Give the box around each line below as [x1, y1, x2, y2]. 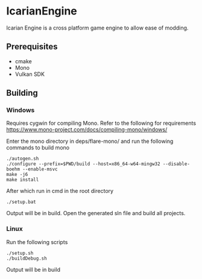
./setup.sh [6, 250, 34, 256]
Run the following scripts [6, 238, 68, 245]
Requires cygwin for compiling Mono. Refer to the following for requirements [6, 119, 197, 127]
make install [6, 177, 39, 183]
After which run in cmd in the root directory [6, 187, 113, 195]
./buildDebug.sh [6, 255, 47, 262]
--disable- [162, 161, 190, 167]
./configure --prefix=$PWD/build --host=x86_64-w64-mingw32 [6, 161, 161, 167]
